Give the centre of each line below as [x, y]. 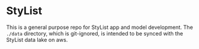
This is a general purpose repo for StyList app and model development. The [100, 27]
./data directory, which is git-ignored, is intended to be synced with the [95, 33]
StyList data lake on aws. [37, 40]
